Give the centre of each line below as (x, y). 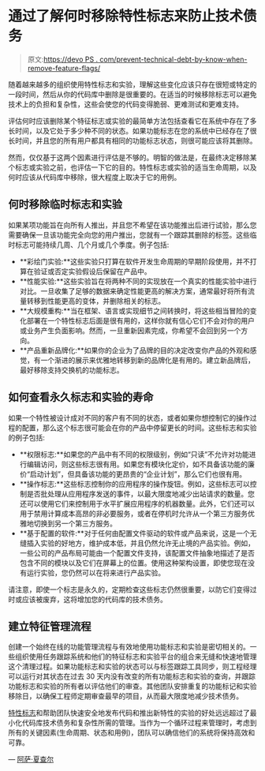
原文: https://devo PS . (63, 59)
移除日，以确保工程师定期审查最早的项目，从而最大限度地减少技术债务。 (125, 696)
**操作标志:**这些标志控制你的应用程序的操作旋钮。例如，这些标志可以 (134, 484)
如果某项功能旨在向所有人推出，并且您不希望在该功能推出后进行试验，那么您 (132, 225)
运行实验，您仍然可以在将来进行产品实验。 (96, 572)
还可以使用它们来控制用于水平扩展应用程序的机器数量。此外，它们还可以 (137, 503)
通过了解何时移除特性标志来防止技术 (126, 16)
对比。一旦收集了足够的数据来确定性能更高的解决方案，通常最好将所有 (134, 291)
